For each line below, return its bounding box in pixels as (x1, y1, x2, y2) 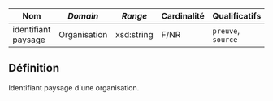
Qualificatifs (212, 11, 262, 21)
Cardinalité (161, 11, 205, 21)
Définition (8, 61, 59, 75)
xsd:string (115, 29, 154, 40)
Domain (67, 11, 99, 21)
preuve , (212, 25, 240, 36)
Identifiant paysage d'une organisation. (8, 82, 140, 92)
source (212, 36, 238, 44)
